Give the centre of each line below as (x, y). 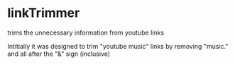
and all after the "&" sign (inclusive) (59, 54)
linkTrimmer (44, 13)
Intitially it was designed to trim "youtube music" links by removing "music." (118, 46)
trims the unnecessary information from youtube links (86, 32)
